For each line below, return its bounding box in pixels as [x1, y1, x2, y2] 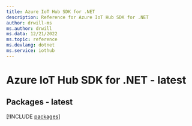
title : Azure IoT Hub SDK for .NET [6, 8, 95, 15]
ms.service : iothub [6, 48, 55, 54]
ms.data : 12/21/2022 [6, 31, 58, 37]
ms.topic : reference [6, 36, 58, 42]
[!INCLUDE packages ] [6, 113, 61, 120]
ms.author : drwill [6, 25, 52, 32]
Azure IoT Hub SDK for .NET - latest [6, 73, 187, 87]
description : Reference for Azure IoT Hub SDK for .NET [6, 14, 149, 20]
